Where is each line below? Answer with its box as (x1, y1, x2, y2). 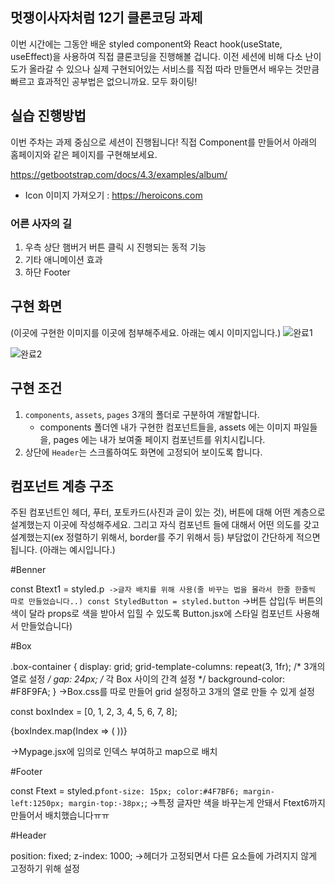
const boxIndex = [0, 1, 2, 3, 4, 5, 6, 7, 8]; (10, 706, 178, 718)
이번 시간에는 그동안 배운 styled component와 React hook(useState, (10, 38, 283, 50)
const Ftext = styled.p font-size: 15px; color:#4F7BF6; (10, 785, 240, 797)
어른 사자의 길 (10, 216, 73, 230)
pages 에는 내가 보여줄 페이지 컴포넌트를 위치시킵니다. (53, 433, 266, 445)
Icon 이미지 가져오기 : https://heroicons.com (24, 189, 203, 201)
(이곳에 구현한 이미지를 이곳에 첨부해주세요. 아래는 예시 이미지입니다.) (10, 326, 282, 338)
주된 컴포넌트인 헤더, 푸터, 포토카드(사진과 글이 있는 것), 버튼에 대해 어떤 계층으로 (10, 506, 326, 518)
